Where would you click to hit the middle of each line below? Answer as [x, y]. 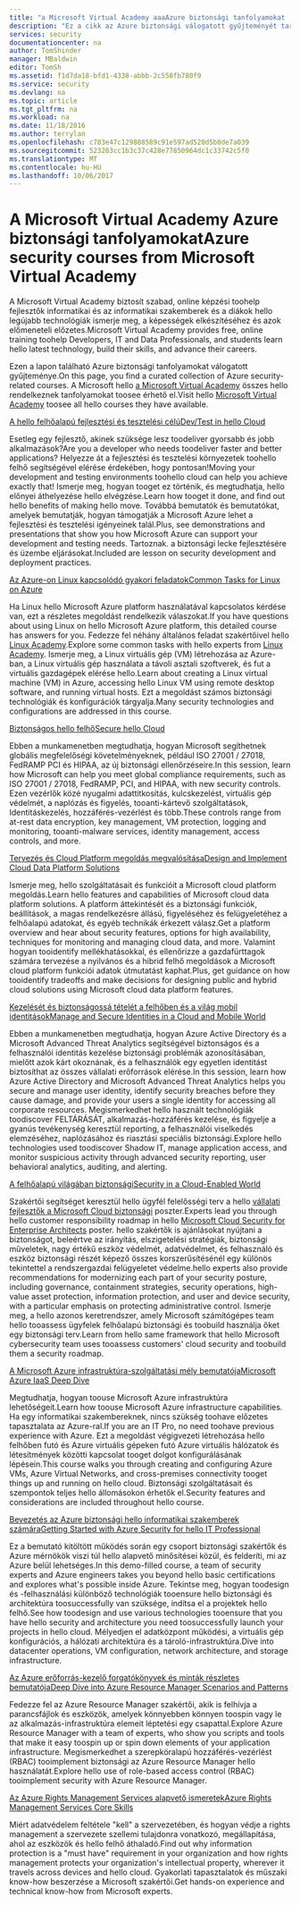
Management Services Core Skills [71, 1808]
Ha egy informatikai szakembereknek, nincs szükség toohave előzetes [139, 1417]
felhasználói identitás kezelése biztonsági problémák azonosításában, [137, 1053]
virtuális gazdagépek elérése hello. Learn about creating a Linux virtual [138, 673]
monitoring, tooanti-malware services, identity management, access [135, 832]
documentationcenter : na [55, 42]
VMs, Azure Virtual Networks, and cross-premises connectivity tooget [138, 1474]
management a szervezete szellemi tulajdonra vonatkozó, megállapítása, [143, 1834]
